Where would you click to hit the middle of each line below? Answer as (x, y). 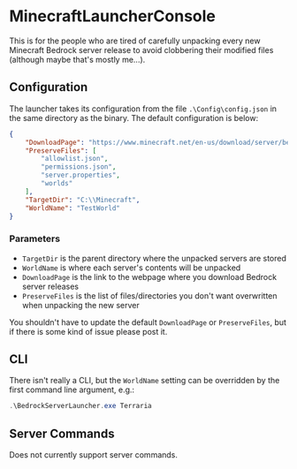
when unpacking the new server (80, 305)
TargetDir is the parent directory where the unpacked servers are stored (154, 258)
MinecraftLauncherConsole (113, 16)
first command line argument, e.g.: (72, 390)
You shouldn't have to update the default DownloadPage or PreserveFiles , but (148, 322)
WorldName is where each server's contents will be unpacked (131, 268)
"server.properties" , (81, 175)
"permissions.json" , (79, 167)
